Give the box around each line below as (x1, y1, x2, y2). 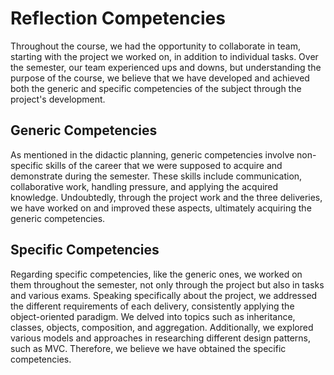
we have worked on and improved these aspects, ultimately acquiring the (10, 202, 312, 214)
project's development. (10, 93, 106, 105)
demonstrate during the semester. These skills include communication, (10, 170, 303, 182)
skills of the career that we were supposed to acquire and (45, 159, 283, 171)
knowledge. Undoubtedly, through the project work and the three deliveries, (10, 191, 323, 203)
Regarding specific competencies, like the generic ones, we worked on (10, 268, 303, 280)
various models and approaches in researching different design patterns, (10, 332, 312, 344)
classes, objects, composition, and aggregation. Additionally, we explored (10, 321, 314, 333)
